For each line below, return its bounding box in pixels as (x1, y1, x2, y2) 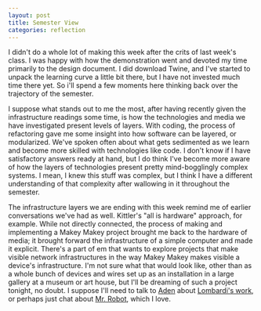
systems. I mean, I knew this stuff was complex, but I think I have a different (8, 171, 253, 180)
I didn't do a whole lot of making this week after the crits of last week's (8, 48, 237, 57)
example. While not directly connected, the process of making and (8, 219, 223, 229)
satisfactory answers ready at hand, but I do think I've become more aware (8, 154, 251, 164)
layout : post (8, 11, 51, 20)
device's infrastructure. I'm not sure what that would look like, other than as (8, 261, 252, 270)
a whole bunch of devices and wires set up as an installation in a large (8, 269, 234, 279)
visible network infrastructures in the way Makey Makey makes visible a (8, 252, 241, 262)
